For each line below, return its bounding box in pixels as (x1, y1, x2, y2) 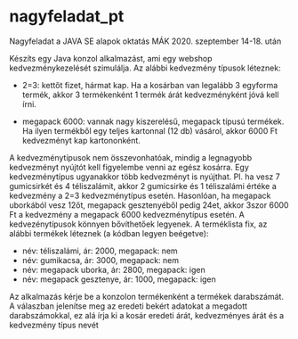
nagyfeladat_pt (9, 6, 125, 27)
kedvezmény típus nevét (9, 319, 100, 330)
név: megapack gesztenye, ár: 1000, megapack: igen (21, 274, 216, 285)
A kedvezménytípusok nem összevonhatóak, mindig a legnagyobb (9, 152, 253, 162)
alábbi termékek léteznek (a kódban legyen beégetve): (9, 227, 209, 238)
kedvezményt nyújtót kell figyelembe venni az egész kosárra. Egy (9, 161, 249, 172)
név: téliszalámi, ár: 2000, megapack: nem (21, 245, 178, 256)
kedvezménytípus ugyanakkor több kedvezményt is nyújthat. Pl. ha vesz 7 (9, 171, 280, 182)
